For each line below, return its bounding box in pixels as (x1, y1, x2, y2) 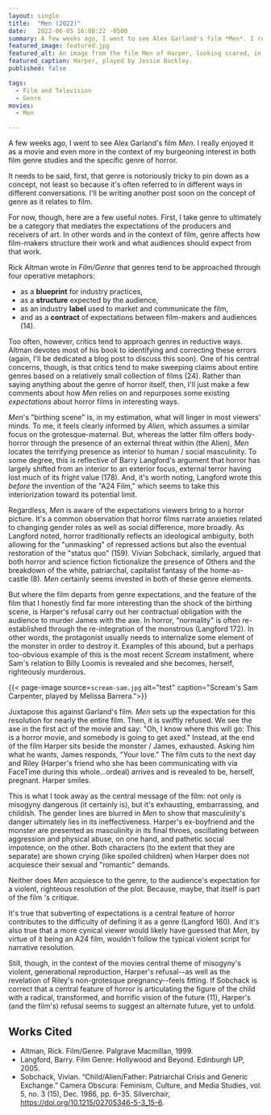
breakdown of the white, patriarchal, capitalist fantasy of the (8, 566, 209, 575)
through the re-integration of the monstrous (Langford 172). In (48, 624, 254, 634)
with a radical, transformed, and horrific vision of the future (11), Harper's (8, 993, 252, 1003)
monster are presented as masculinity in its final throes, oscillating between (8, 826, 260, 835)
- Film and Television (15, 86, 92, 95)
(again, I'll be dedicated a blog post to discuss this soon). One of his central (8, 354, 260, 364)
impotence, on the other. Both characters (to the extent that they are (8, 843, 236, 852)
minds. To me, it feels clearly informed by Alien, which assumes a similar (8, 421, 250, 431)
